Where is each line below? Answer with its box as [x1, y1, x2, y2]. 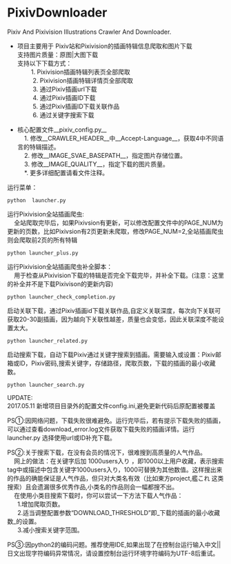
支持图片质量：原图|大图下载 [17, 50, 99, 59]
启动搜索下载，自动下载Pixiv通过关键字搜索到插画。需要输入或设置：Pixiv [7, 350, 216, 359]
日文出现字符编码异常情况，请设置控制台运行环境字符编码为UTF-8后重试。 [7, 549, 219, 557]
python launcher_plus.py [7, 250, 79, 256]
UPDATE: [7, 393, 33, 401]
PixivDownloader [7, 5, 108, 21]
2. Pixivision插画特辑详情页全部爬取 [32, 76, 133, 84]
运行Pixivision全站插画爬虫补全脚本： [7, 262, 113, 270]
